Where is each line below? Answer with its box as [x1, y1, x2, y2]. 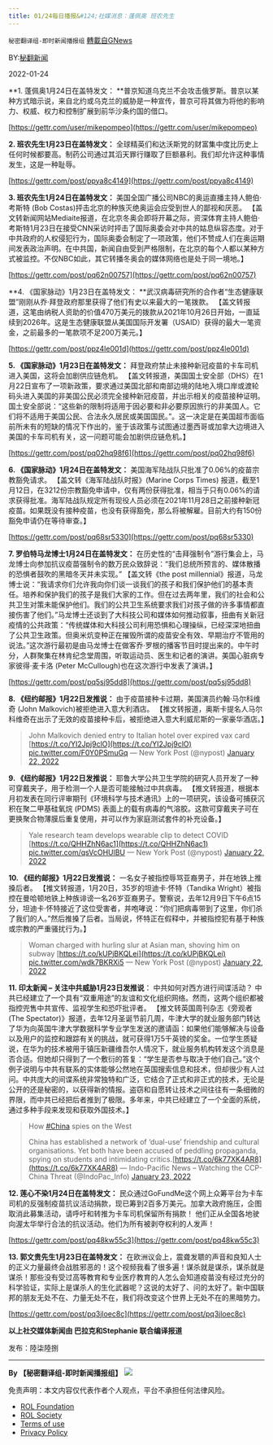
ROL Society [19, 1410, 63, 1420]
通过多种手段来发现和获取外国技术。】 [8, 1105, 133, 1114]
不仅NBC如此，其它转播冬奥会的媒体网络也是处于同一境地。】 [43, 253, 248, 263]
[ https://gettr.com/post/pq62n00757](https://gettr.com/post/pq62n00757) [8, 269, 257, 279]
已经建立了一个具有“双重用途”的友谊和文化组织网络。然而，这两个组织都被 [15, 992, 264, 1002]
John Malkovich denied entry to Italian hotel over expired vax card [28, 730, 250, 740]
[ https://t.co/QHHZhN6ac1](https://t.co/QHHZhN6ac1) [28, 839, 209, 848]
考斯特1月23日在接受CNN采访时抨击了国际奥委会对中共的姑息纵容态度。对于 [8, 223, 264, 233]
